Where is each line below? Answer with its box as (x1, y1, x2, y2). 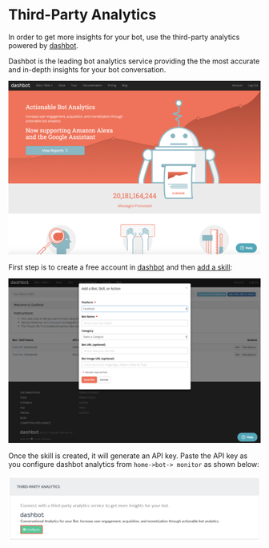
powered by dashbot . (8, 40, 78, 50)
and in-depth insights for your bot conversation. (8, 64, 167, 74)
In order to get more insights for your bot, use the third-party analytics (8, 32, 240, 42)
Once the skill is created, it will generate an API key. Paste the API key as (8, 451, 248, 461)
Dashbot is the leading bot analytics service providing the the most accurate (8, 56, 260, 66)
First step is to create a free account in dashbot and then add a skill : (8, 262, 233, 272)
